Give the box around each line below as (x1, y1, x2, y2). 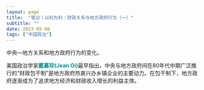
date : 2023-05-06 (6, 26, 51, 32)
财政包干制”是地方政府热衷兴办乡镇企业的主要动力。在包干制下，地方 (19, 69, 193, 77)
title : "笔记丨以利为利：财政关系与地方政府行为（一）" (6, 15, 134, 21)
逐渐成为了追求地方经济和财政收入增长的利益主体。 (11, 77, 140, 85)
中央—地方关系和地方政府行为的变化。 (6, 49, 102, 57)
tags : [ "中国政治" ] (6, 32, 52, 38)
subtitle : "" (6, 20, 40, 26)
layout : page (6, 9, 40, 15)
